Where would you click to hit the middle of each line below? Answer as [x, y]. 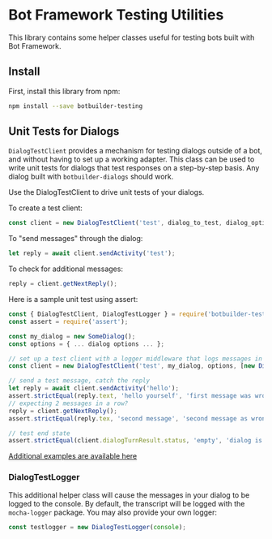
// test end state [39, 433]
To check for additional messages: [66, 269]
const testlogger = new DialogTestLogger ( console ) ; [97, 527]
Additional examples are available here [73, 456]
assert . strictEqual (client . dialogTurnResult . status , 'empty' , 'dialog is [136, 441]
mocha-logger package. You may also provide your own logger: [113, 512]
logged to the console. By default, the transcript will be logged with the [127, 503]
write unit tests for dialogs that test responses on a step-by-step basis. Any [134, 168]
